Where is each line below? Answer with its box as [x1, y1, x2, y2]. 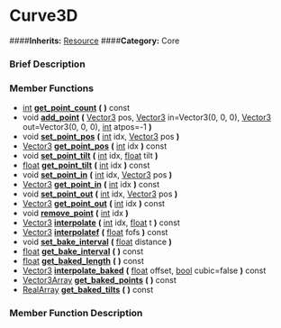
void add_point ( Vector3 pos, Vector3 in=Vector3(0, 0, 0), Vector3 [22, 112, 272, 123]
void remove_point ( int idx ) [22, 208, 129, 219]
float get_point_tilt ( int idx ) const [22, 159, 150, 171]
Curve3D [9, 5, 78, 26]
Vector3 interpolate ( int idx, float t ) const [22, 217, 180, 228]
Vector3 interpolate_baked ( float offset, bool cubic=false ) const [22, 265, 267, 276]
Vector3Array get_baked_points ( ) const [22, 275, 177, 286]
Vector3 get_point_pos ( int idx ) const [22, 141, 168, 151]
